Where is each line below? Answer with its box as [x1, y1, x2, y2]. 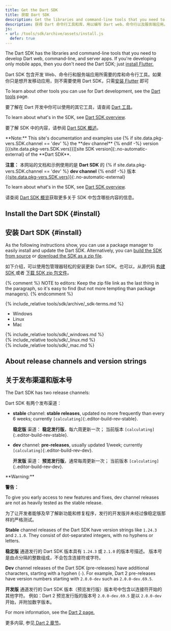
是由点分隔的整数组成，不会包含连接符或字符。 [5, 555, 103, 561]
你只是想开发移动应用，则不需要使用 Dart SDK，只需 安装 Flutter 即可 [5, 78, 149, 84]
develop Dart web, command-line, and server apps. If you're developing [5, 55, 156, 61]
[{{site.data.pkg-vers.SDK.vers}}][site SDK [5, 146, 95, 152]
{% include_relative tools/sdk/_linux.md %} [5, 337, 96, 343]
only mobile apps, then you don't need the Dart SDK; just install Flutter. [5, 61, 154, 67]
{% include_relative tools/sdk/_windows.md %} [5, 332, 104, 338]
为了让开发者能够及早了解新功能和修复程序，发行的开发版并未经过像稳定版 [5, 510, 161, 517]
